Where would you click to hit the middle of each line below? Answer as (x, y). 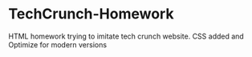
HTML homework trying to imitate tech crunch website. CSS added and (126, 36)
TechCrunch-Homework (91, 14)
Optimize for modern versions (57, 44)
